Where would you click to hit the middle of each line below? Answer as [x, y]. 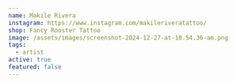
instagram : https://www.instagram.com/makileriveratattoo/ [108, 23]
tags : [17, 45]
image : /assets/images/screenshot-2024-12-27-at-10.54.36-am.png [118, 38]
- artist [30, 52]
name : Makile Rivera [42, 15]
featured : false [35, 67]
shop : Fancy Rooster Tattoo [55, 30]
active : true [30, 60]
